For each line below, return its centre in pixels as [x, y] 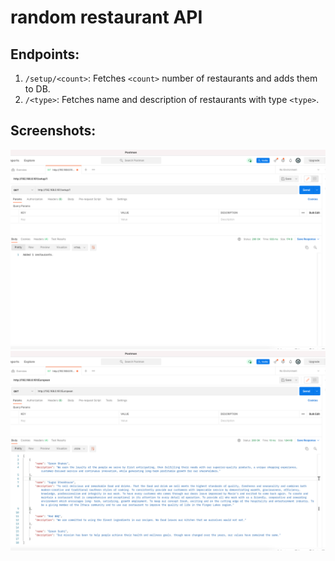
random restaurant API [106, 17]
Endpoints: [45, 54]
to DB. [37, 89]
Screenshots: [53, 131]
